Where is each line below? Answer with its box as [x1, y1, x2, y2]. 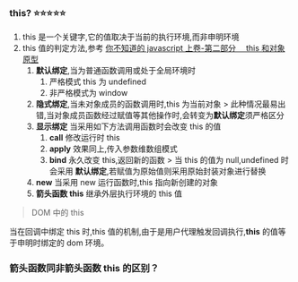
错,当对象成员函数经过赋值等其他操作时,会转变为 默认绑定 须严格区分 [35, 110, 285, 121]
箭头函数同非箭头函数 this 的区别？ [9, 262, 160, 275]
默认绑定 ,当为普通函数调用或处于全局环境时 [35, 65, 196, 76]
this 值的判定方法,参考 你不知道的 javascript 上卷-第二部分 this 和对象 [22, 43, 285, 54]
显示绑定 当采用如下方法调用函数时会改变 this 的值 [35, 121, 222, 132]
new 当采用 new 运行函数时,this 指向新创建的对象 [35, 177, 218, 188]
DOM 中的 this [31, 208, 84, 218]
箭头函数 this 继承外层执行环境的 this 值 [35, 188, 182, 199]
